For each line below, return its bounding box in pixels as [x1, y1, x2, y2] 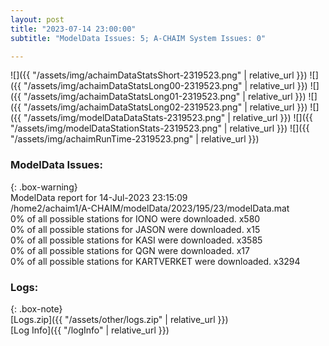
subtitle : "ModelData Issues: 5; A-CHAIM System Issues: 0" [10, 33, 267, 43]
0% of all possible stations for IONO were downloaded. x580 [10, 212, 261, 225]
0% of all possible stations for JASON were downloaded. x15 [10, 223, 261, 235]
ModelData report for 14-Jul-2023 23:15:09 [10, 191, 188, 203]
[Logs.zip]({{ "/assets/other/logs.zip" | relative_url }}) [10, 313, 229, 325]
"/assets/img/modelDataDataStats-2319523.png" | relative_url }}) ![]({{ [23, 112, 313, 124]
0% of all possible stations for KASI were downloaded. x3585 [10, 234, 263, 246]
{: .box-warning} [10, 181, 78, 193]
